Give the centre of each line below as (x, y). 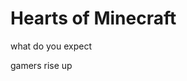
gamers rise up (41, 65)
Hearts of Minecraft (93, 18)
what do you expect (51, 46)
